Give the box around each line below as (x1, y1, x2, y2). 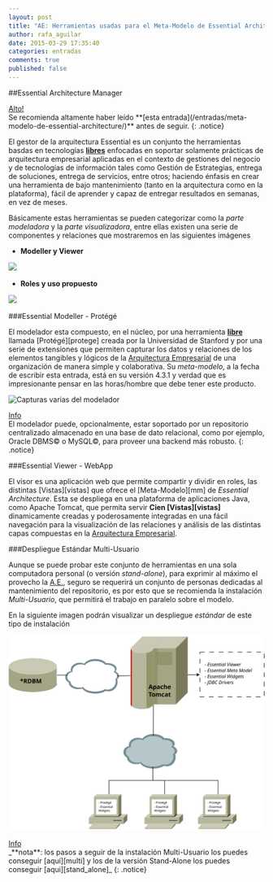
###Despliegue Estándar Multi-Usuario (8, 544, 140, 553)
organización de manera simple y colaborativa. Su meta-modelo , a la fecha (8, 361, 260, 371)
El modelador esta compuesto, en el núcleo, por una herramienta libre (8, 326, 244, 337)
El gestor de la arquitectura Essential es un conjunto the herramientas (8, 137, 241, 146)
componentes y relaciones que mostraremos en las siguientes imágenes (8, 230, 251, 240)
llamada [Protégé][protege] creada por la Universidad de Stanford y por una (8, 335, 262, 345)
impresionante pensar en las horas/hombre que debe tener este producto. (8, 378, 257, 388)
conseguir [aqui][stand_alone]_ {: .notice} (8, 865, 148, 875)
